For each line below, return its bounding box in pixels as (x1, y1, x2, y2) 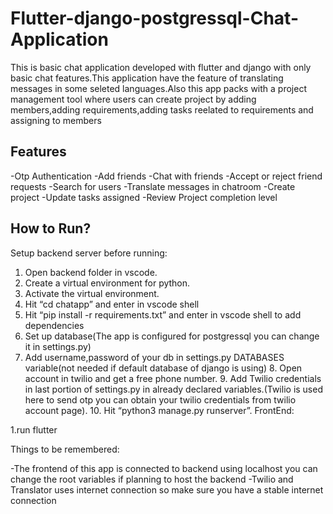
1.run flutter (10, 423, 58, 436)
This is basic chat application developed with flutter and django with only (10, 61, 312, 73)
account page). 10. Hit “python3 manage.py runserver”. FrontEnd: (24, 404, 295, 416)
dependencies (24, 319, 85, 331)
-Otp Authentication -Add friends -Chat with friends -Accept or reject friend (10, 170, 323, 182)
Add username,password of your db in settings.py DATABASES (24, 351, 285, 363)
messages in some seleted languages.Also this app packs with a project (10, 82, 307, 94)
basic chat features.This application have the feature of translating (10, 72, 284, 84)
